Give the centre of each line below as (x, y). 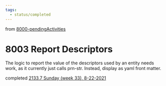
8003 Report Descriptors (59, 49)
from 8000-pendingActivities (35, 29)
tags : (11, 10)
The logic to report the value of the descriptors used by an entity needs (80, 63)
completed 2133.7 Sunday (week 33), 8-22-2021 (56, 78)
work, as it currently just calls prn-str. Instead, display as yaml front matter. (83, 68)
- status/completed (30, 15)
